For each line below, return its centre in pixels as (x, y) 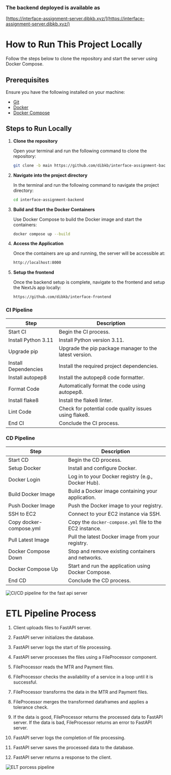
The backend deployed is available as (53, 8)
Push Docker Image (32, 506)
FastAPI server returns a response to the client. (62, 757)
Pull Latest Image (29, 540)
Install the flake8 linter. (86, 400)
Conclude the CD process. (99, 580)
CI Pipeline (19, 310)
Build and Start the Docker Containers (54, 209)
